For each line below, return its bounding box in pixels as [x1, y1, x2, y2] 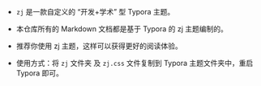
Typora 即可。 [15, 68, 63, 78]
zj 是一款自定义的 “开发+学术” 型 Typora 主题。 [15, 7, 175, 16]
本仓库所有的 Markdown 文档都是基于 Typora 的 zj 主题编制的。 [15, 24, 229, 34]
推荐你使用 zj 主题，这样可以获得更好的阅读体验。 [15, 41, 182, 51]
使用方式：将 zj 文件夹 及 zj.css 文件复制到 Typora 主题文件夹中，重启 [15, 59, 254, 68]
